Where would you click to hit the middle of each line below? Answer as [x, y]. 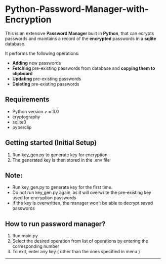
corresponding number [36, 246]
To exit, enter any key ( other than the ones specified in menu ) [76, 252]
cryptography [26, 117]
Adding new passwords [37, 63]
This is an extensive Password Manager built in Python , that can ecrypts [80, 33]
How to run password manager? [55, 224]
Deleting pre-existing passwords [46, 84]
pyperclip [22, 127]
